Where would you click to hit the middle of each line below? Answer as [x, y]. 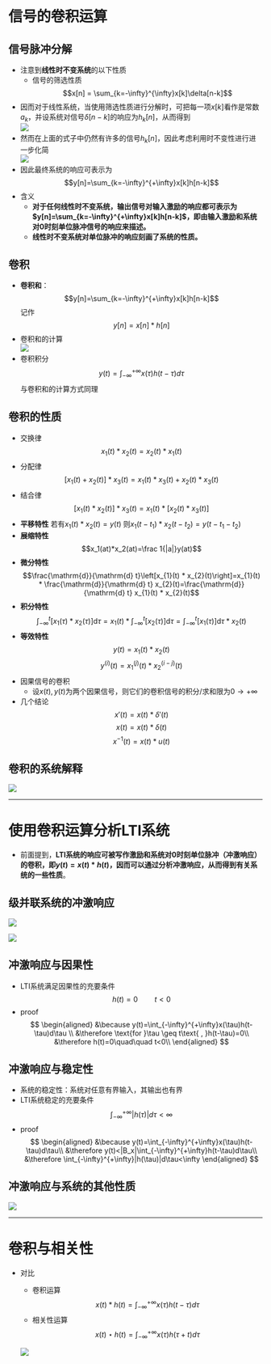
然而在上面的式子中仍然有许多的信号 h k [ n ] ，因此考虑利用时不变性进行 [134, 139]
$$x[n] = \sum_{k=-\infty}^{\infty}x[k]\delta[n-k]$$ [147, 93]
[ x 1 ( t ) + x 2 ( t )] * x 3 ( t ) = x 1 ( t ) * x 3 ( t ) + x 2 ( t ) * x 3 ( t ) [142, 481]
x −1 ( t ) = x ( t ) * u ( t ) [142, 740]
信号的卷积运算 [58, 17]
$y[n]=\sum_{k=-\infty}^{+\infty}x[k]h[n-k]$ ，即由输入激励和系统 [145, 216]
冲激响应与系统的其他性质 [72, 1186]
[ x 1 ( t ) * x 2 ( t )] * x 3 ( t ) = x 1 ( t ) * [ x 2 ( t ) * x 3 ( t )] [142, 509]
